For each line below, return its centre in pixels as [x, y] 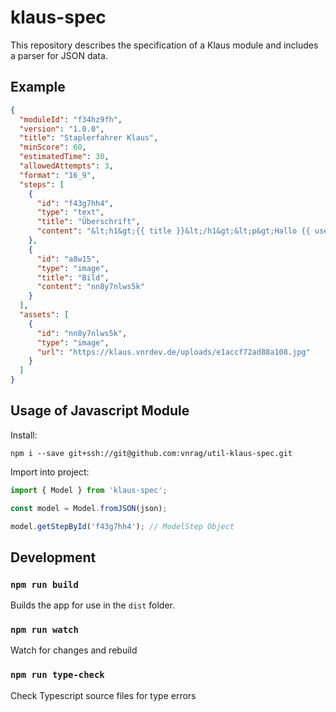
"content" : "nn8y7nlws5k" [90, 287]
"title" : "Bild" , [73, 277]
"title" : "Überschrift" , [88, 222]
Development [53, 557]
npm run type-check [57, 675]
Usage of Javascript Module [100, 411]
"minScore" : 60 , [53, 147]
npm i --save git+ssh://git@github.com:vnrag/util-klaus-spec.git [151, 453]
